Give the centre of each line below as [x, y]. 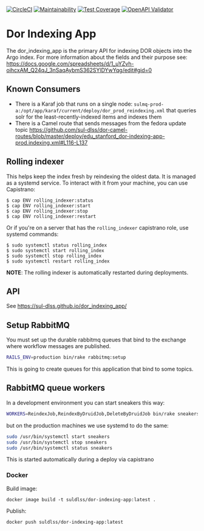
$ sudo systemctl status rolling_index [57, 245]
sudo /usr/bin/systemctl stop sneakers [57, 442]
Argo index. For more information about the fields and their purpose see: [97, 57]
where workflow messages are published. [59, 346]
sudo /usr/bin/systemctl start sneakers [58, 437]
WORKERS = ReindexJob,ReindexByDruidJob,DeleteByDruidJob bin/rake [90, 414]
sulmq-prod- [149, 104]
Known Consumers [43, 89]
